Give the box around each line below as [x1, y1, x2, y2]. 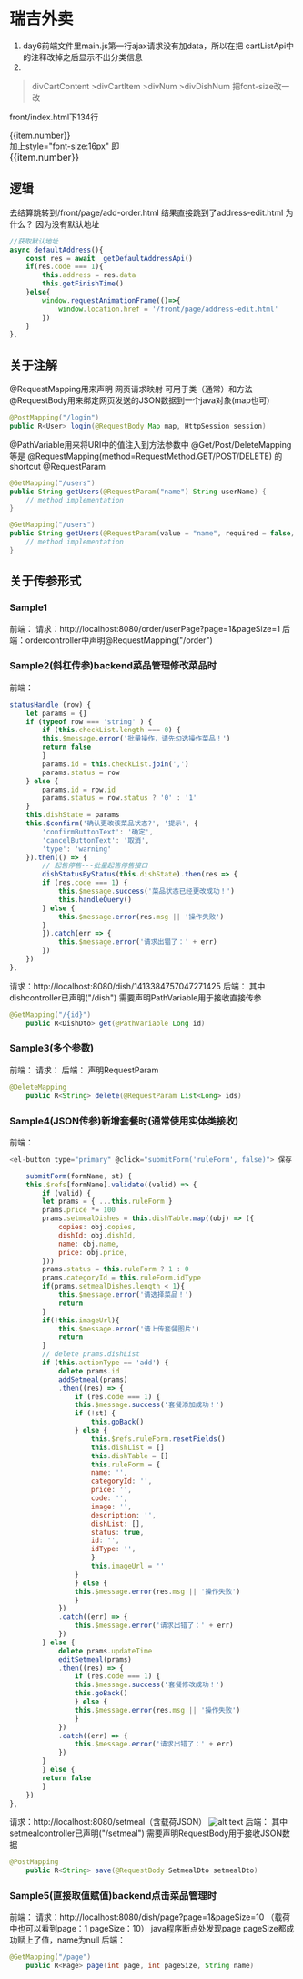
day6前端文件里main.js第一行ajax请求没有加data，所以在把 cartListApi [22, 40, 287, 51]
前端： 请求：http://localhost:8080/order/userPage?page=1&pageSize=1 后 [9, 623, 291, 634]
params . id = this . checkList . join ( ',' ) [42, 759, 189, 769]
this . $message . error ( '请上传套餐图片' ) [57, 1324, 200, 1333]
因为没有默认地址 [35, 218, 100, 229]
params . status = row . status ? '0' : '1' [42, 793, 197, 803]
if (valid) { [42, 1188, 92, 1197]
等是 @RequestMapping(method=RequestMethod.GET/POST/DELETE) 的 [9, 451, 283, 461]
